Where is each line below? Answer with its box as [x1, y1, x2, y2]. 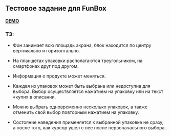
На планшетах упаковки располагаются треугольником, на [12, 57, 143, 64]
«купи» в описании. [12, 94, 56, 100]
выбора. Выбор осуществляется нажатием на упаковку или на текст [12, 88, 164, 94]
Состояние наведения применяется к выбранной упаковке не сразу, [12, 119, 164, 125]
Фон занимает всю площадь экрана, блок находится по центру [12, 42, 152, 48]
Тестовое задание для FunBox [5, 4, 106, 13]
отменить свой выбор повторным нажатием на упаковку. [12, 109, 139, 115]
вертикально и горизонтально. [12, 48, 80, 54]
